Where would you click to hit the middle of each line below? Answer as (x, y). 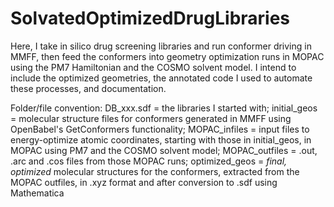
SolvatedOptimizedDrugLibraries (150, 18)
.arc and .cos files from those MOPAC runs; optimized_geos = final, (149, 161)
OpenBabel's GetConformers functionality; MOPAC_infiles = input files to (160, 129)
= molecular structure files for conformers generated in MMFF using (151, 118)
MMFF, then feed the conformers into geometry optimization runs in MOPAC (167, 56)
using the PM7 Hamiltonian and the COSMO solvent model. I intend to (153, 67)
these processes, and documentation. (88, 88)
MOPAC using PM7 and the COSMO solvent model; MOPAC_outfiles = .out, (164, 150)
